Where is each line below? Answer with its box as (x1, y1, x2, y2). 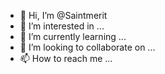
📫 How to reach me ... (19, 53, 113, 64)
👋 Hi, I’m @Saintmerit (19, 10, 108, 21)
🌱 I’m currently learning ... (19, 31, 127, 42)
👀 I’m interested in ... (19, 20, 105, 32)
